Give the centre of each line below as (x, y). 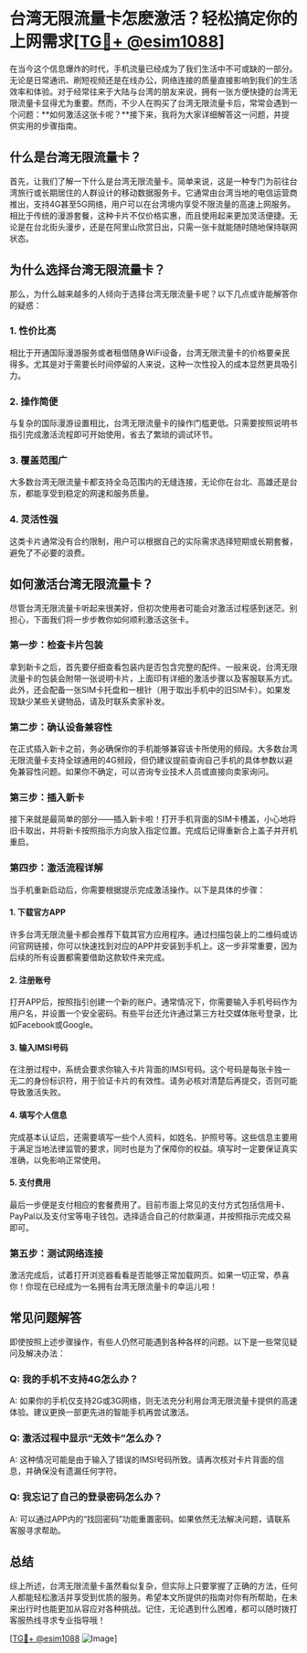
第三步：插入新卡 (47, 798)
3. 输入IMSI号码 (39, 1047)
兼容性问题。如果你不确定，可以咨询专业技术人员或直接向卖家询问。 (145, 772)
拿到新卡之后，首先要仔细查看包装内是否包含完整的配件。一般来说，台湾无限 (153, 667)
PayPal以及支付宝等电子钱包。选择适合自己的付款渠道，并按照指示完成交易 (150, 1216)
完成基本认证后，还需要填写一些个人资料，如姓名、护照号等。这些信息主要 (149, 1137)
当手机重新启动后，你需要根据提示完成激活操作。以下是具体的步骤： (138, 890)
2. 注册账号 (31, 980)
